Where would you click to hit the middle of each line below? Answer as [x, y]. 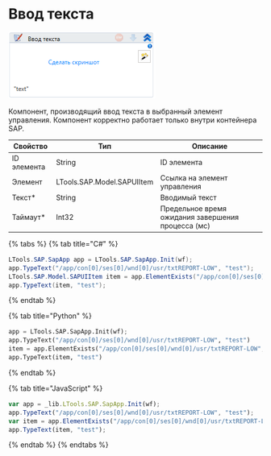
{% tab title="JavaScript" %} [56, 388]
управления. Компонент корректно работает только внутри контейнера [133, 120]
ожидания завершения [200, 218]
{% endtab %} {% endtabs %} [58, 445]
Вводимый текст [188, 197]
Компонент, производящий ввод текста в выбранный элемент [116, 111]
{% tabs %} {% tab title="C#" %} [63, 243]
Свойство [31, 147]
